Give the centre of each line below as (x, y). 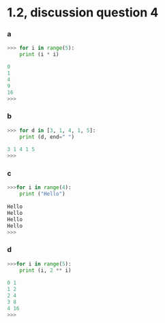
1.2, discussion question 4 (83, 13)
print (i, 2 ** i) (45, 270)
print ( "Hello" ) (43, 194)
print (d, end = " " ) (47, 137)
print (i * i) (39, 55)
